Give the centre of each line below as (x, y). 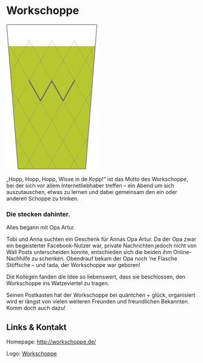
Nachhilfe (18, 258)
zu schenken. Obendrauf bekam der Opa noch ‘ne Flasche (104, 258)
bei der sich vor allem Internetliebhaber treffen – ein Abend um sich (90, 185)
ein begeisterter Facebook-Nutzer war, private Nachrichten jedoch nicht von (101, 246)
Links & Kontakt (36, 327)
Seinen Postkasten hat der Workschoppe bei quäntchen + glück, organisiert (101, 295)
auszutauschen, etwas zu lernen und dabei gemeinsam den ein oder (92, 192)
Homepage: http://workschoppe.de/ (51, 342)
